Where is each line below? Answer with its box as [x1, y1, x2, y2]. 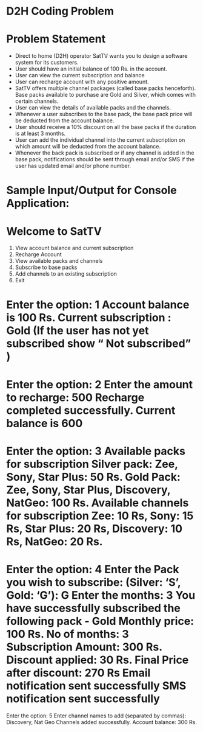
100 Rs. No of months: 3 [6, 627, 129, 641]
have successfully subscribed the [6, 601, 181, 615]
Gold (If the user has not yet [6, 324, 149, 338]
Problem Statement [6, 32, 106, 46]
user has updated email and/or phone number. [15, 162, 131, 170]
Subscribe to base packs [15, 263, 78, 271]
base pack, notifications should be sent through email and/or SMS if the [15, 156, 195, 163]
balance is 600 [6, 416, 83, 430]
